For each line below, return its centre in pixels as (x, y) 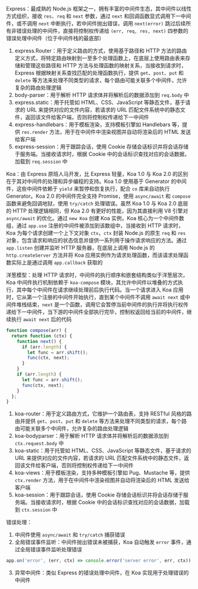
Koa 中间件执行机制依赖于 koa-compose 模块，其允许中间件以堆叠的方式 (92, 282)
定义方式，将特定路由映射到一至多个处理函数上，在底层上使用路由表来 (100, 58)
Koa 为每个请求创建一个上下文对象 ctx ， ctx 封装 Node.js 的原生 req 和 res (96, 233)
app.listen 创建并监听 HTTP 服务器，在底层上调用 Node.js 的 (80, 248)
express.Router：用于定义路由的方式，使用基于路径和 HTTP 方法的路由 (101, 51)
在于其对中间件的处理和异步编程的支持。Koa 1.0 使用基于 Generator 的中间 (96, 181)
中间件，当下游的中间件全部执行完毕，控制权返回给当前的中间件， (106, 312)
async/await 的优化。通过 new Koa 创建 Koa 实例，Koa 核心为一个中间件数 (95, 218)
